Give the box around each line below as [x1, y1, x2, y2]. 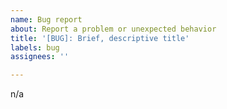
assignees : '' [10, 52, 70, 62]
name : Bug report [10, 14, 83, 25]
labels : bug [10, 42, 60, 53]
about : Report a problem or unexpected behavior [10, 24, 217, 34]
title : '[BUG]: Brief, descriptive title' [10, 33, 190, 43]
